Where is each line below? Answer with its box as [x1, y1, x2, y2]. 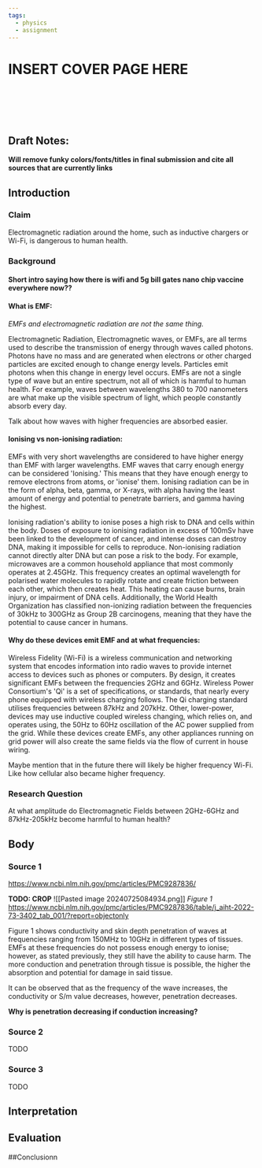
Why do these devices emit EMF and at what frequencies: [8, 635, 201, 645]
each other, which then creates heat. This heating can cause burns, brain [8, 584, 245, 593]
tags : [8, 11, 26, 20]
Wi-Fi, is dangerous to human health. [8, 235, 128, 245]
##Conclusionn [8, 1152, 58, 1162]
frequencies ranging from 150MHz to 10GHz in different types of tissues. [8, 934, 243, 944]
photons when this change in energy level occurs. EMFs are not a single [8, 368, 242, 377]
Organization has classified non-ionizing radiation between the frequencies [8, 601, 253, 610]
